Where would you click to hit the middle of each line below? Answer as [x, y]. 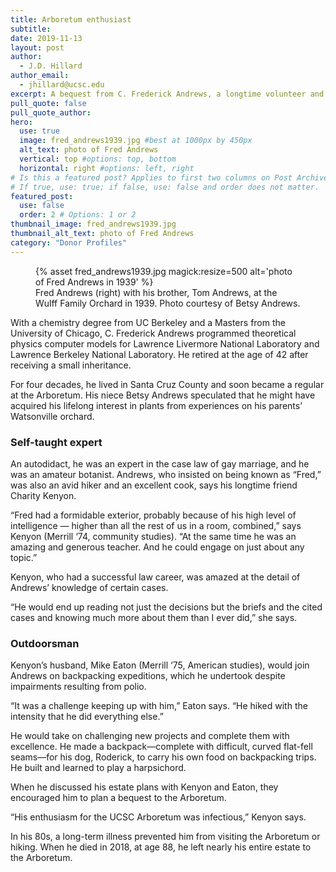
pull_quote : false [48, 103]
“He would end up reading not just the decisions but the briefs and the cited [166, 607]
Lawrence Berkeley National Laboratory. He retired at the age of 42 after [159, 354]
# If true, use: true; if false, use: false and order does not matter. [165, 187]
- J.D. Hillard [51, 66]
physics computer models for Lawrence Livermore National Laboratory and [165, 343]
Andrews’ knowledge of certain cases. [89, 587]
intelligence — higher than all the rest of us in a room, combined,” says [156, 525]
